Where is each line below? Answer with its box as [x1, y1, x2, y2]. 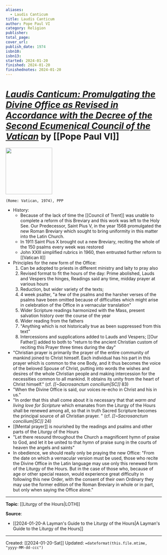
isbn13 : [5, 53, 22, 59]
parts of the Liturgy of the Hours [12, 428, 79, 435]
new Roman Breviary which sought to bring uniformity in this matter [20, 228, 158, 234]
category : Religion [5, 26, 46, 31]
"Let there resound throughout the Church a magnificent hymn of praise [12, 434, 160, 440]
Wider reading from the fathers [20, 317, 84, 323]
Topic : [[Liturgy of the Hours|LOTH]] [5, 501, 80, 507]
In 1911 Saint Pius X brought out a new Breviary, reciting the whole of [20, 238, 160, 244]
